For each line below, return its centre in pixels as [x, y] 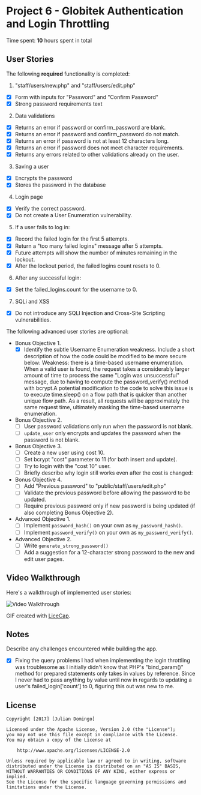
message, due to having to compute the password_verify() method [106, 382]
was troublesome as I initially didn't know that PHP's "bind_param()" [99, 667]
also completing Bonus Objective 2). [69, 513]
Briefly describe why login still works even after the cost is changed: [108, 473]
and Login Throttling [58, 24]
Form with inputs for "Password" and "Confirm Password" [87, 97]
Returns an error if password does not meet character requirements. [99, 148]
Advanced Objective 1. [43, 519]
